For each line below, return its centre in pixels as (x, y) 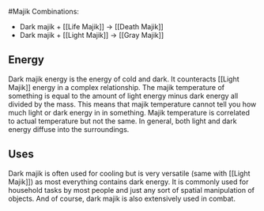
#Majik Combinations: (43, 11)
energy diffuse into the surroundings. (69, 129)
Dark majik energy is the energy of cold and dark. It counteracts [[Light (124, 79)
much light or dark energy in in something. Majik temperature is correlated (129, 112)
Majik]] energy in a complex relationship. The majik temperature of (117, 87)
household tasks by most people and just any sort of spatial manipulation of (132, 190)
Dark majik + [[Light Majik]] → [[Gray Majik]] (92, 35)
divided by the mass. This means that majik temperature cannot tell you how (132, 104)
